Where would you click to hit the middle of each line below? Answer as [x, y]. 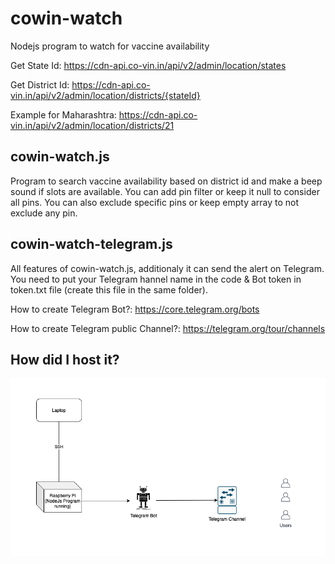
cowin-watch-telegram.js [91, 244]
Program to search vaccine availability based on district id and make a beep [166, 181]
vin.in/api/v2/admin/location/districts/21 [92, 125]
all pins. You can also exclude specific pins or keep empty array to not [155, 202]
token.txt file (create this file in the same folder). [109, 289]
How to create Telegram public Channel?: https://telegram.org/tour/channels [168, 328]
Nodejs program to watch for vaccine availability [110, 46]
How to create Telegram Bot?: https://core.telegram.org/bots [135, 309]
